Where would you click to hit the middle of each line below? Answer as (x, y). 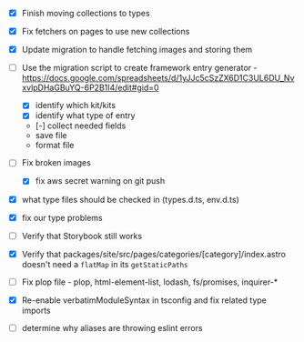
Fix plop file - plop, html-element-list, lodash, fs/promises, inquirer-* (150, 282)
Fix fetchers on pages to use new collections (106, 32)
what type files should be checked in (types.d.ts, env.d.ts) (131, 199)
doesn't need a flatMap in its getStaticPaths (105, 264)
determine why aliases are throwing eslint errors (112, 327)
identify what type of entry (85, 116)
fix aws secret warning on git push (100, 181)
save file (51, 136)
